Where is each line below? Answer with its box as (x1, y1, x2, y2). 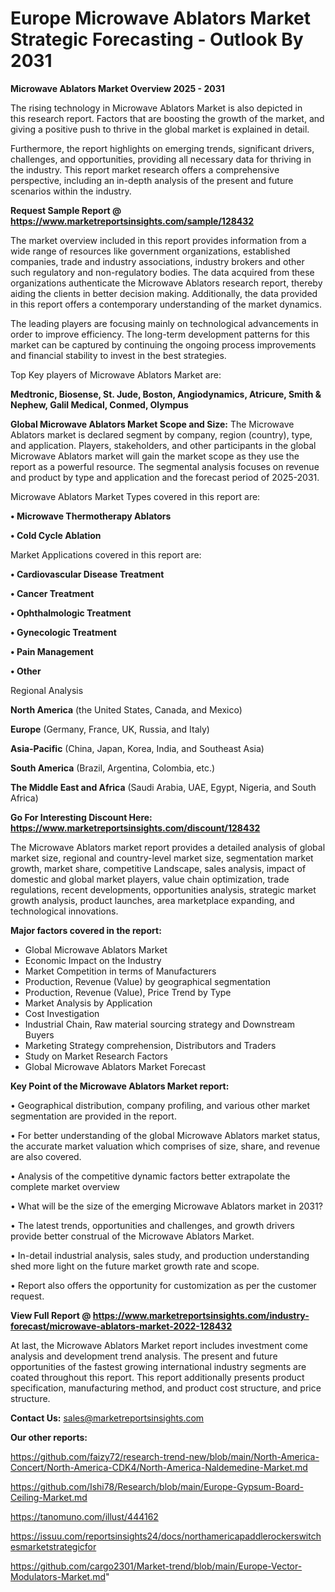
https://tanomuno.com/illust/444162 (10, 1510, 159, 1522)
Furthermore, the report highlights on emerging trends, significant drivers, (10, 142, 315, 154)
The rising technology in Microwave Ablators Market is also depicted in (10, 102, 303, 114)
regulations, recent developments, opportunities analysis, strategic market (10, 883, 317, 896)
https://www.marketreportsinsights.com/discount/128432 (10, 822, 261, 834)
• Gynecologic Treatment (10, 626, 117, 638)
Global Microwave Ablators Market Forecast (24, 1060, 207, 1072)
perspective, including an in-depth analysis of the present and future (10, 174, 294, 186)
